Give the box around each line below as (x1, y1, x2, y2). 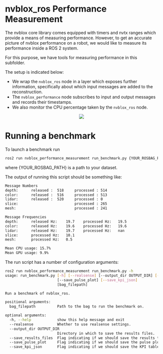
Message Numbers (5, 183, 38, 188)
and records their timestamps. (12, 99, 73, 105)
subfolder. (5, 60, 25, 65)
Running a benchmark (5, 130, 96, 142)
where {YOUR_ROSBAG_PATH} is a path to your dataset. (5, 164, 118, 170)
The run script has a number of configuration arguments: (5, 259, 119, 265)
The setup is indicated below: (5, 69, 64, 75)
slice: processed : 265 (5, 201, 108, 207)
